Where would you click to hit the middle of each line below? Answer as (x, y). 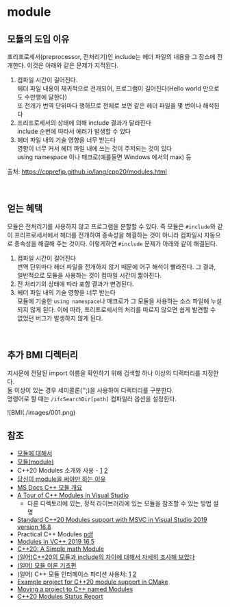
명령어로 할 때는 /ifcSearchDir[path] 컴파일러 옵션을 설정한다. (92, 398)
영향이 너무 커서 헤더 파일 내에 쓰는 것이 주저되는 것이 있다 (94, 148)
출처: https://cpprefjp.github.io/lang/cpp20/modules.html (87, 171)
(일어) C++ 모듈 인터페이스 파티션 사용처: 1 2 (77, 574)
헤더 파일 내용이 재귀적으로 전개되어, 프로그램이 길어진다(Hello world (109, 88)
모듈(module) (35, 462)
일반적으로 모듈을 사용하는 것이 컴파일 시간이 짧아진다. (89, 275)
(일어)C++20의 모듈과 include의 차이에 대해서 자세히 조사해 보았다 (106, 557)
